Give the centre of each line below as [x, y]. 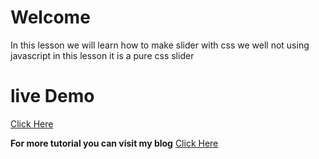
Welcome [50, 17]
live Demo [52, 96]
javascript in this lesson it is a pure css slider [102, 55]
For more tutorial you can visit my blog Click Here [114, 143]
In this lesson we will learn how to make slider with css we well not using [160, 45]
